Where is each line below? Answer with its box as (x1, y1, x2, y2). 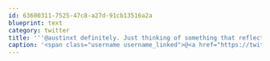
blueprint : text (8, 19, 63, 27)
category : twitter (8, 26, 70, 34)
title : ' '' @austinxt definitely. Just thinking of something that (8, 33, 235, 42)
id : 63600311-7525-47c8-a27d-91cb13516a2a (8, 11, 153, 20)
